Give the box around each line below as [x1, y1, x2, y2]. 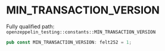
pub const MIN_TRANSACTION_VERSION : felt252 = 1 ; [6, 39, 132, 45]
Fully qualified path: [6, 23, 55, 30]
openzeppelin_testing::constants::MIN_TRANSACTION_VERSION [6, 29, 156, 35]
